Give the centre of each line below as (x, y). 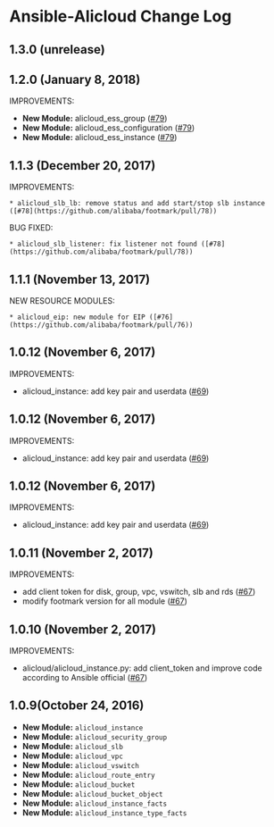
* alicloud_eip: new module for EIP (77, 317)
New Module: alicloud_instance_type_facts (104, 812)
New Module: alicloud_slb (72, 746)
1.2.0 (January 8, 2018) (75, 79)
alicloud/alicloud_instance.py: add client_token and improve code (142, 668)
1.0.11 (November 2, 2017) (81, 552)
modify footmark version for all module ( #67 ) (104, 601)
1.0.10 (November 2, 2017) (83, 629)
